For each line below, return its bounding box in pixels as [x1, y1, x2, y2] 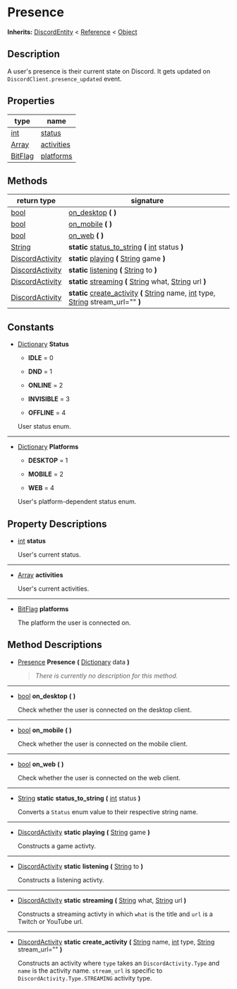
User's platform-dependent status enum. [17, 497, 137, 506]
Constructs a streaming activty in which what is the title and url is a [17, 910, 213, 918]
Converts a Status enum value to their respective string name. [17, 807, 199, 816]
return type [16, 196, 56, 206]
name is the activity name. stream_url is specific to [17, 966, 163, 975]
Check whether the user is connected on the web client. [17, 773, 181, 782]
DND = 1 [28, 367, 53, 376]
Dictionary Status [17, 340, 69, 349]
